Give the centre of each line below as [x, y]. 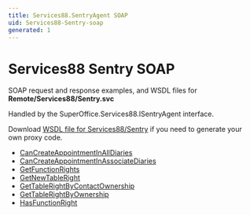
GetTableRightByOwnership [64, 195]
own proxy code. [35, 137]
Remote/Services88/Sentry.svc [61, 99]
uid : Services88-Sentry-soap [56, 23]
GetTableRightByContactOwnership [77, 186]
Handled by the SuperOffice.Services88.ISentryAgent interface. [111, 114]
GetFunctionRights [50, 169]
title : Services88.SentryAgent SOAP [68, 15]
